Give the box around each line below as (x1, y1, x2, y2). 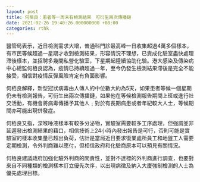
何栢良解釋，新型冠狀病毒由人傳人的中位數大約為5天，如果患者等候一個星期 (6, 84, 192, 92)
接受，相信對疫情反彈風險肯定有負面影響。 (6, 72, 111, 79)
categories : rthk (6, 25, 49, 32)
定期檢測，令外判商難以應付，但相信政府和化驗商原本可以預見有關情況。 (6, 142, 183, 149)
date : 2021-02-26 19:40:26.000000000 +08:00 (6, 20, 118, 26)
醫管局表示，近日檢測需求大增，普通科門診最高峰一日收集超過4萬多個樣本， (6, 42, 192, 49)
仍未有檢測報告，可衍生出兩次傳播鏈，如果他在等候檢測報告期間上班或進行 (6, 92, 189, 99)
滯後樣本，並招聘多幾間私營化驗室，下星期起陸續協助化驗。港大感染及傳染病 (6, 57, 194, 64)
